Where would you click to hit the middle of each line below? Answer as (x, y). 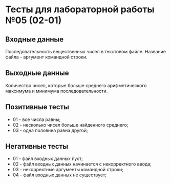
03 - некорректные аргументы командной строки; (68, 170)
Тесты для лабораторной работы (80, 9)
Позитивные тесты (37, 107)
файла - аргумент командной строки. (46, 57)
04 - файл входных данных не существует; (59, 175)
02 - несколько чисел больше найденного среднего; (70, 125)
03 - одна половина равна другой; (50, 130)
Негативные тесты (37, 146)
